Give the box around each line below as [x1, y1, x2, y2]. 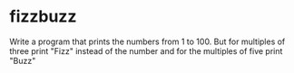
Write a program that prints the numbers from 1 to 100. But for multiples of [9, 36, 286, 47]
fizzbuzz [9, 6, 77, 27]
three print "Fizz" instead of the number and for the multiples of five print [9, 45, 283, 56]
